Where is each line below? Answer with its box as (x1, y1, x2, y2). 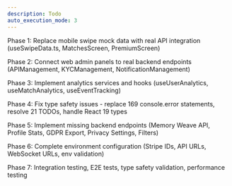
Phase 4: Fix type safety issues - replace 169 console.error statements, (7, 99, 215, 108)
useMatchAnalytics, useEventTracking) (7, 86, 122, 94)
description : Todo (7, 10, 62, 18)
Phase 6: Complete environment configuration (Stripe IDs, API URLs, (7, 142, 207, 150)
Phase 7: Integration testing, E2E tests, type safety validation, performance (7, 163, 225, 171)
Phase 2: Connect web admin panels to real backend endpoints (7, 57, 192, 66)
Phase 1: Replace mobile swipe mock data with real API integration (7, 36, 201, 44)
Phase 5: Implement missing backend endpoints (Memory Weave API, (7, 120, 211, 129)
